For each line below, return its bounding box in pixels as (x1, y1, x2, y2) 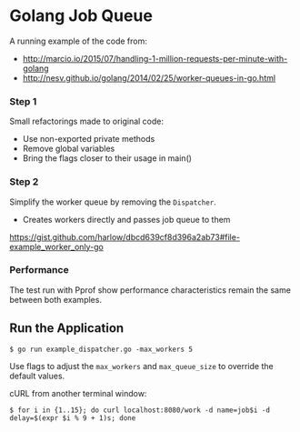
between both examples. (9, 294, 103, 305)
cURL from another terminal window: (9, 387, 147, 398)
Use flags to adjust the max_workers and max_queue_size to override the (9, 360, 275, 371)
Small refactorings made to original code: (9, 116, 165, 127)
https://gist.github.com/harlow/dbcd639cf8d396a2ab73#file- (9, 231, 241, 242)
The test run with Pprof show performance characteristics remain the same (9, 284, 291, 296)
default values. (9, 370, 65, 381)
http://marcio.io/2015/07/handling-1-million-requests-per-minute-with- (22, 53, 288, 64)
